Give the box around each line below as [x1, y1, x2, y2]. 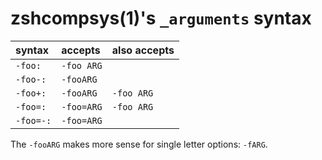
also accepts [111, 43, 175, 57]
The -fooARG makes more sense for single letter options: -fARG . [10, 138, 268, 150]
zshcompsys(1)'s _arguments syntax [10, 7, 312, 30]
